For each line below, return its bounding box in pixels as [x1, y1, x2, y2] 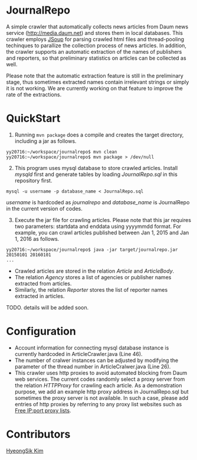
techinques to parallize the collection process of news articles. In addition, [6, 42, 187, 49]
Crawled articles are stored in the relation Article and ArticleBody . [14, 267, 175, 275]
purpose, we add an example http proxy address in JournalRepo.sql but [14, 388, 189, 395]
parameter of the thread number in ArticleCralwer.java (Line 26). [14, 363, 171, 370]
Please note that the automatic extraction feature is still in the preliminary [6, 72, 184, 79]
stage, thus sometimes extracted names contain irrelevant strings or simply [6, 78, 189, 86]
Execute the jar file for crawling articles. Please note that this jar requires [14, 216, 192, 223]
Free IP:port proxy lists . [14, 407, 71, 414]
